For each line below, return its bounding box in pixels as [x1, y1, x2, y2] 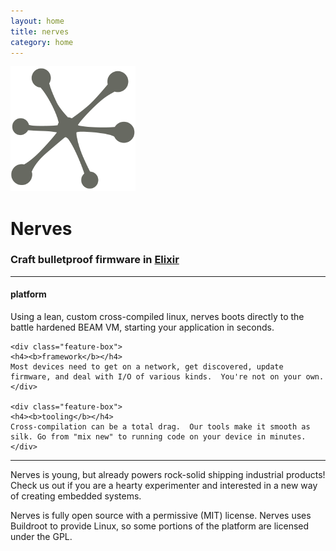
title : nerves [10, 26, 70, 37]
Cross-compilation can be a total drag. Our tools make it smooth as [10, 422, 311, 432]
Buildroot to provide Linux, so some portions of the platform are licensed [10, 520, 310, 532]
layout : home [10, 16, 65, 26]
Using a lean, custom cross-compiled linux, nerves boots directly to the [10, 311, 305, 323]
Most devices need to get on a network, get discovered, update [10, 362, 284, 372]
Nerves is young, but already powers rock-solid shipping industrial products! [10, 469, 326, 481]
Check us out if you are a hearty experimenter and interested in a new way [10, 480, 318, 492]
